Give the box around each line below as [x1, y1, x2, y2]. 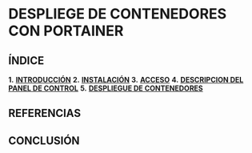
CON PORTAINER [8, 22, 124, 40]
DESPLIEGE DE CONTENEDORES [8, 5, 227, 23]
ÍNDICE [8, 54, 45, 67]
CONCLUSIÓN [8, 134, 80, 147]
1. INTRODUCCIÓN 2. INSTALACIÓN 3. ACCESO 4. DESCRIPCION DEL [8, 75, 244, 84]
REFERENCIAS [8, 107, 82, 120]
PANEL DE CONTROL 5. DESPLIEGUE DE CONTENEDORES [8, 83, 204, 93]
